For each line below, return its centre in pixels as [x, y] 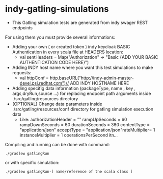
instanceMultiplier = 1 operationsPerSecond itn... [68, 135]
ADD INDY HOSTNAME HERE [99, 83]
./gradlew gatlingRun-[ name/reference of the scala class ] [69, 171]
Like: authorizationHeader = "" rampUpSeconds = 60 [73, 119]
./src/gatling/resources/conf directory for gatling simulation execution [83, 109]
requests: [22, 72]
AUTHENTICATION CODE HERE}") [54, 62]
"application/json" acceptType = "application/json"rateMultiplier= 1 [87, 130]
